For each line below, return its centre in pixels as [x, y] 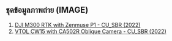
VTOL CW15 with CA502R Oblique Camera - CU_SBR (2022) [90, 31]
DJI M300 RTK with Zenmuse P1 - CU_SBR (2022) [77, 24]
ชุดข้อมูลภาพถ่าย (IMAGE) [47, 10]
